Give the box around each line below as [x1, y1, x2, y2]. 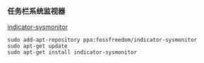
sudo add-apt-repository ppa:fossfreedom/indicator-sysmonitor [7, 37, 198, 44]
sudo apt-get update [7, 42, 68, 50]
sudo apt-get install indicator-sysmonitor [7, 49, 138, 56]
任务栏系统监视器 [7, 6, 66, 16]
